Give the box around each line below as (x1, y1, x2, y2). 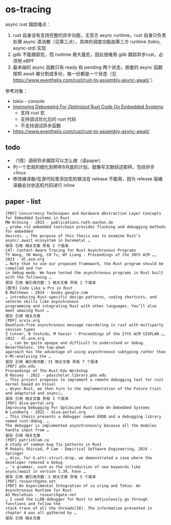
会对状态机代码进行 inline (22, 182, 75, 188)
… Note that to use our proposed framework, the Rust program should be (5, 261, 164, 266)
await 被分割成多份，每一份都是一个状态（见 (23, 70, 117, 76)
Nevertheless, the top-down (5, 345, 66, 350)
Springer (5, 451, 24, 456)
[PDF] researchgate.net (5, 478, 56, 484)
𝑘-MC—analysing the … (5, 354, 51, 359)
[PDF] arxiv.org (5, 318, 40, 323)
